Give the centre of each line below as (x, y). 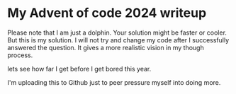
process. (20, 55)
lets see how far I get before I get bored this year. (79, 69)
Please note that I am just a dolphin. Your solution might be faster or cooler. (117, 33)
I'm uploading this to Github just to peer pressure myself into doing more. (114, 82)
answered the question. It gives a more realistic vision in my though (106, 47)
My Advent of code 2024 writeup (107, 13)
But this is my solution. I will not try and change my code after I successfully (118, 40)
